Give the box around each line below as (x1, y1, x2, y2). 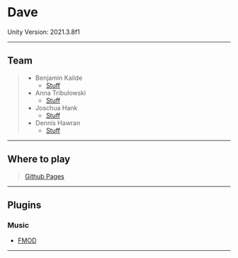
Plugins (7, 199, 42, 211)
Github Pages (24, 172, 65, 180)
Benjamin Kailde (35, 74, 83, 82)
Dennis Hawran (35, 118, 81, 127)
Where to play (7, 153, 71, 165)
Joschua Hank (35, 103, 78, 112)
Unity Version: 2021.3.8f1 (7, 28, 80, 36)
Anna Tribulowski (35, 88, 86, 97)
